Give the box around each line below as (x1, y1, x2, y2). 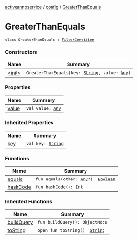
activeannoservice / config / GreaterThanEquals (5, 4, 101, 10)
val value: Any (26, 105, 62, 111)
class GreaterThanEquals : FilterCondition (5, 37, 95, 42)
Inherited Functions (5, 199, 52, 205)
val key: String (26, 141, 64, 146)
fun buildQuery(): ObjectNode (37, 220, 108, 225)
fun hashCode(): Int (35, 184, 84, 190)
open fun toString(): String (37, 228, 105, 233)
